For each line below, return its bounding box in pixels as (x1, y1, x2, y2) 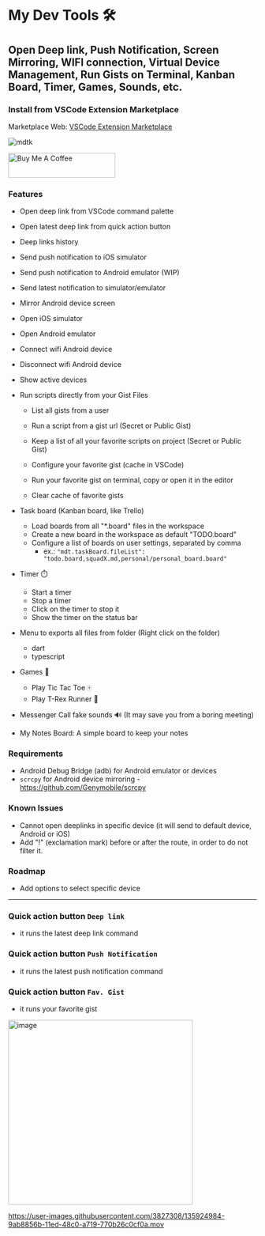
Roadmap (8, 865, 46, 876)
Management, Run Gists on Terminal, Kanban (8, 68, 235, 81)
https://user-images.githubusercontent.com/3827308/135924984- (8, 1211, 225, 1220)
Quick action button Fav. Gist (8, 986, 125, 997)
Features (8, 188, 43, 199)
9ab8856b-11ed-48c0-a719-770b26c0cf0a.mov (8, 1219, 164, 1229)
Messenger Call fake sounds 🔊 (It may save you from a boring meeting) (19, 710, 255, 720)
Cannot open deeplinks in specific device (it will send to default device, (19, 820, 252, 830)
